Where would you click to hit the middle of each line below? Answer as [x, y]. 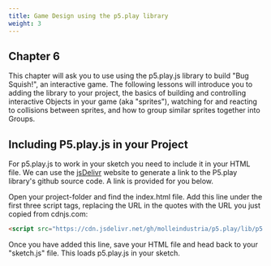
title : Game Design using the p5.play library [88, 16]
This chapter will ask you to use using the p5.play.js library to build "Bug [129, 76]
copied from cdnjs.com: [48, 214]
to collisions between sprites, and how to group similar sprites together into [135, 110]
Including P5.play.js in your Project [98, 144]
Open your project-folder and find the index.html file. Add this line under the [135, 197]
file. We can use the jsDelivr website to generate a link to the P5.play [123, 173]
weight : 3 [25, 24]
